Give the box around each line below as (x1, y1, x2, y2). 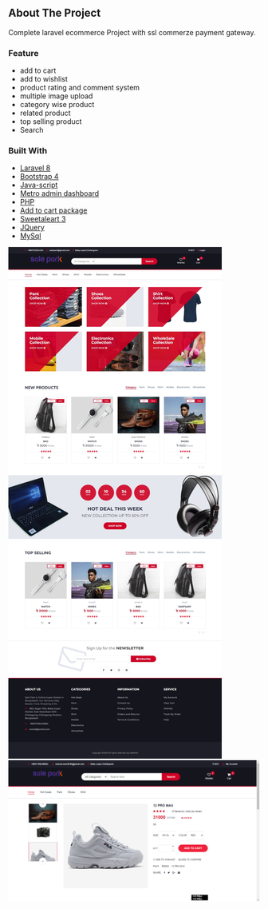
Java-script (19, 180, 58, 190)
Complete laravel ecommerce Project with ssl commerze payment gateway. (8, 27, 257, 37)
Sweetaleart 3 (19, 214, 66, 224)
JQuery (19, 223, 45, 233)
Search (19, 126, 44, 135)
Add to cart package (19, 205, 88, 215)
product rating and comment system (19, 83, 140, 93)
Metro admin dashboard (19, 189, 100, 198)
